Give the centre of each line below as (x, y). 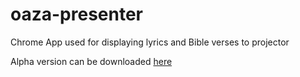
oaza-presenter (76, 14)
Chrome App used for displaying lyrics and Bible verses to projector (150, 42)
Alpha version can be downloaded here (91, 61)
